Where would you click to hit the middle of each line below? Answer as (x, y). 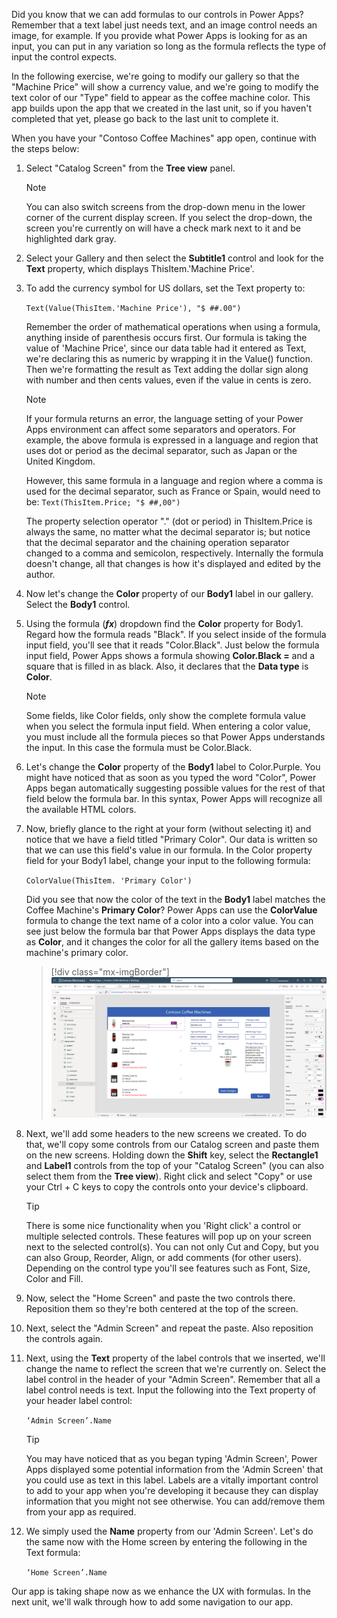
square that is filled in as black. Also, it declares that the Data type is (167, 666)
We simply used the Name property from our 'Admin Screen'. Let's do (169, 1531)
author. (40, 574)
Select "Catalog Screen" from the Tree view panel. (130, 168)
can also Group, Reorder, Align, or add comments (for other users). (163, 1257)
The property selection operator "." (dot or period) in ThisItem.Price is (169, 521)
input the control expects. (64, 57)
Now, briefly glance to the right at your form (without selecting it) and (168, 828)
